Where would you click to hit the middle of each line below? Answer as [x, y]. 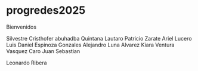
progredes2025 [46, 10]
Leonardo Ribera [27, 63]
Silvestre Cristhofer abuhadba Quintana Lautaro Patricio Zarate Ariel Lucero [99, 38]
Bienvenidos [21, 27]
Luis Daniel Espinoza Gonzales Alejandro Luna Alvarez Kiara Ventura [90, 45]
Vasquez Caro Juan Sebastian [43, 51]
